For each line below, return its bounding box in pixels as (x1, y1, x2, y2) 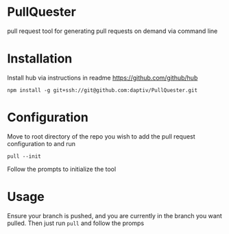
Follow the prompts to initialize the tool (7, 165, 117, 173)
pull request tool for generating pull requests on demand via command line (7, 27, 218, 35)
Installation (7, 51, 73, 67)
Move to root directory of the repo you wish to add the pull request (7, 132, 195, 141)
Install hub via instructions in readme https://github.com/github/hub (7, 73, 198, 82)
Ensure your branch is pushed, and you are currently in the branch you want (7, 211, 223, 220)
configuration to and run (7, 139, 76, 148)
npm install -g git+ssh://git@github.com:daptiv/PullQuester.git (7, 86, 197, 93)
